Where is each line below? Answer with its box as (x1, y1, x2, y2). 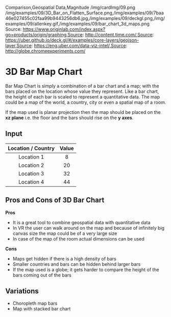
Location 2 (18, 162, 44, 169)
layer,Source (5, 43, 32, 48)
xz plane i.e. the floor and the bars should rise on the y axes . (5, 114, 134, 121)
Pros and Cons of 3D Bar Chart (5, 196, 105, 205)
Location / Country (8, 145, 55, 152)
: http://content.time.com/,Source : (82, 32, 154, 37)
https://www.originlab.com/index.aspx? (22, 26, 106, 32)
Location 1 (18, 153, 44, 161)
